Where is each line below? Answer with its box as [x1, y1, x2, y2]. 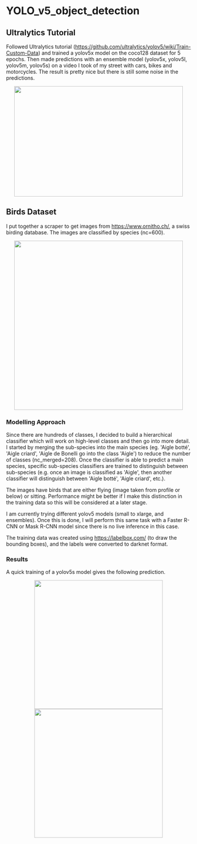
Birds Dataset [6, 207, 57, 217]
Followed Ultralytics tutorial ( [6, 43, 76, 50]
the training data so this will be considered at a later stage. [6, 499, 148, 506]
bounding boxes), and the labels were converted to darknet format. [6, 540, 168, 548]
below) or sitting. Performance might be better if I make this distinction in [6, 493, 183, 500]
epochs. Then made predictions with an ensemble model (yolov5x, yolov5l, [6, 56, 188, 62]
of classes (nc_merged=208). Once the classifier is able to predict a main [6, 456, 184, 463]
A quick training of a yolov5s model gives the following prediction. [6, 569, 166, 576]
